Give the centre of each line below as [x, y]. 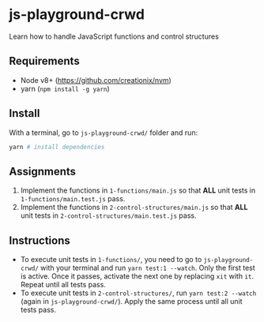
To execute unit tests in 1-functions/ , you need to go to [111, 260]
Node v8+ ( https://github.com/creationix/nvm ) [96, 80]
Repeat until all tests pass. [63, 285]
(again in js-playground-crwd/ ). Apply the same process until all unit [132, 301]
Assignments [43, 171]
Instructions [40, 240]
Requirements [44, 61]
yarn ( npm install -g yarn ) [65, 88]
